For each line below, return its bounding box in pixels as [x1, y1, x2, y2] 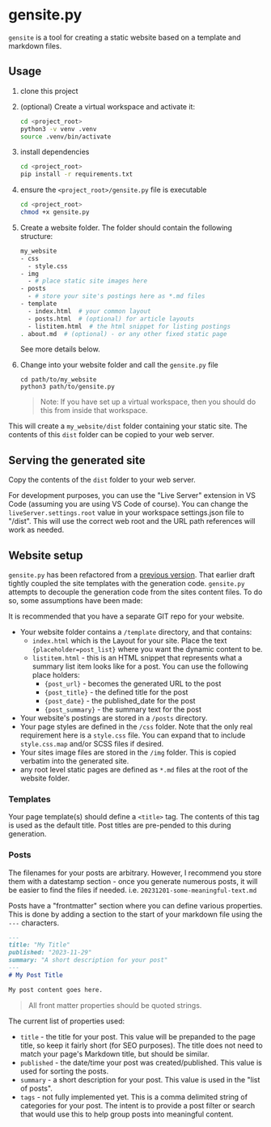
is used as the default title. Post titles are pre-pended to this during [8, 820, 232, 831]
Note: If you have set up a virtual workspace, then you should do [40, 397, 256, 406]
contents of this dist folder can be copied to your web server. [8, 430, 214, 440]
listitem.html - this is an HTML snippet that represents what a [32, 653, 243, 662]
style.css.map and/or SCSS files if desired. [19, 739, 164, 748]
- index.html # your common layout [28, 307, 151, 315]
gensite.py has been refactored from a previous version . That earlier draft [8, 570, 255, 580]
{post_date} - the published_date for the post [44, 696, 196, 705]
